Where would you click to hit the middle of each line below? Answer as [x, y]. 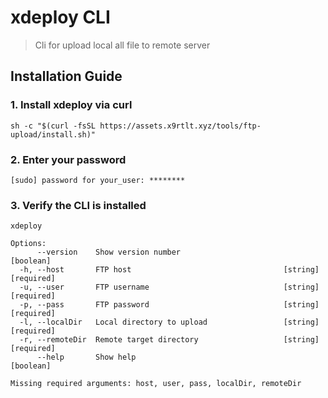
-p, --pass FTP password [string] [169, 305]
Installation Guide [66, 76]
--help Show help [86, 357]
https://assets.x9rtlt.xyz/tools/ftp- [180, 126]
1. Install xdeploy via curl [71, 105]
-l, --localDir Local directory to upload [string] [169, 322]
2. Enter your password [68, 159]
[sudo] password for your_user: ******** [98, 180]
